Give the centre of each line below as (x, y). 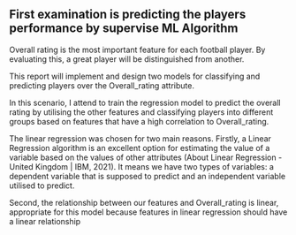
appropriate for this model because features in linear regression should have (148, 212)
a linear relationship (45, 221)
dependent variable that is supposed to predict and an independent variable (147, 176)
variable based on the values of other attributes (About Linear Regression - (146, 157)
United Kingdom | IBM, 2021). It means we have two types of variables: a (141, 166)
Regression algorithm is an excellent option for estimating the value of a (140, 148)
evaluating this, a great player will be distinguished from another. (127, 59)
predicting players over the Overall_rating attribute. (102, 85)
